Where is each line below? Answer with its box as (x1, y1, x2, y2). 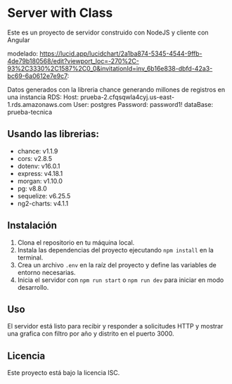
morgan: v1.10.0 (17, 177, 63, 185)
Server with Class (7, 5, 113, 21)
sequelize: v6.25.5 (17, 191, 71, 200)
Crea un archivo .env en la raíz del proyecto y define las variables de (17, 260, 217, 269)
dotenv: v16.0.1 (17, 162, 60, 170)
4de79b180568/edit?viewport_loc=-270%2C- (7, 56, 139, 65)
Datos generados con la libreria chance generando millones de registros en (7, 85, 226, 94)
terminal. (17, 253, 44, 262)
